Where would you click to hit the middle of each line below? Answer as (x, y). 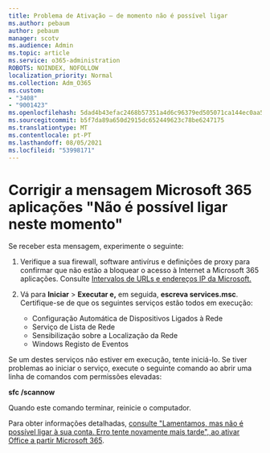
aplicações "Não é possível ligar (118, 207)
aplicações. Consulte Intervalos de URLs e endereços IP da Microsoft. (135, 279)
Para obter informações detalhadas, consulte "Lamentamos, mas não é (126, 423)
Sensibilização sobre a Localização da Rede (105, 336)
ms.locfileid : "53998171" (51, 150)
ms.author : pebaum (39, 23)
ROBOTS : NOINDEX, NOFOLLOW (53, 68)
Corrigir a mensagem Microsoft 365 (130, 190)
